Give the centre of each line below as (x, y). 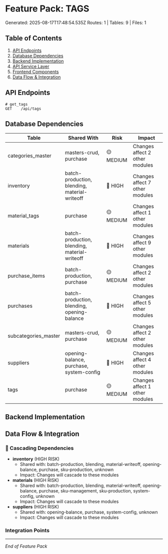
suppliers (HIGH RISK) (35, 507)
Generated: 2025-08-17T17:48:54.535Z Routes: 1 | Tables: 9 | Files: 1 (76, 23)
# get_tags (16, 104)
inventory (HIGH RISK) (36, 459)
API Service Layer (31, 66)
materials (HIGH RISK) (35, 480)
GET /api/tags (23, 109)
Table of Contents (34, 38)
